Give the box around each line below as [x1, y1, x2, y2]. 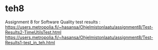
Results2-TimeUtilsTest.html [5, 29, 62, 35]
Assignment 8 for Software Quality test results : [5, 19, 101, 25]
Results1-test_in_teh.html [5, 39, 55, 45]
